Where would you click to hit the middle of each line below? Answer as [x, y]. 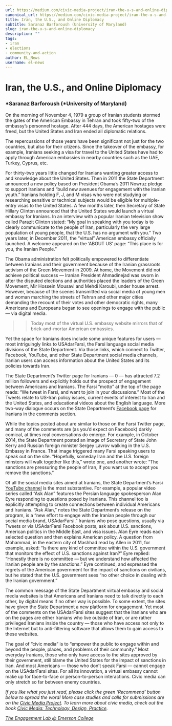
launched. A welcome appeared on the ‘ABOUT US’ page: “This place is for [84, 243]
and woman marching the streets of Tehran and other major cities [74, 297]
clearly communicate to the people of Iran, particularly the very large [78, 227]
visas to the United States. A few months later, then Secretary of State [91, 205]
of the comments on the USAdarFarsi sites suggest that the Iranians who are [86, 612]
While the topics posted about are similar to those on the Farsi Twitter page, [85, 423]
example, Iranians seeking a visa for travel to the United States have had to [84, 152]
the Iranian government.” [31, 580]
